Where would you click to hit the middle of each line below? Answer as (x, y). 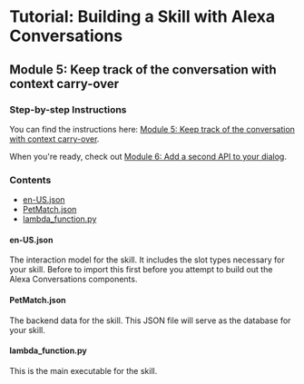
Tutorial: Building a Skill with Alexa (142, 17)
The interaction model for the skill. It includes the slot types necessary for (147, 260)
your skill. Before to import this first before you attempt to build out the (141, 270)
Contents (30, 180)
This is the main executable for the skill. (83, 370)
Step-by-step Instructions (68, 109)
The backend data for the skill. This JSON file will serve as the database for (150, 320)
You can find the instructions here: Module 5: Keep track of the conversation (152, 129)
